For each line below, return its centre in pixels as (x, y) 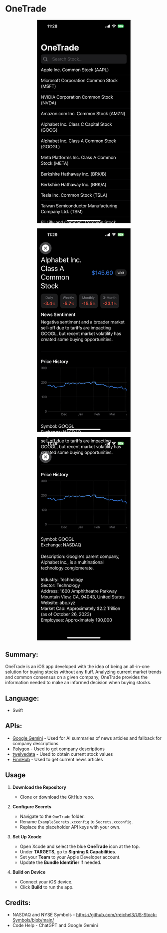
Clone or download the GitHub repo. (57, 797)
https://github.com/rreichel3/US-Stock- (117, 915)
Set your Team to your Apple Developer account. (70, 857)
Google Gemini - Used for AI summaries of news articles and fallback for (87, 738)
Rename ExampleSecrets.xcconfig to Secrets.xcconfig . (76, 821)
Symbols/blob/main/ (33, 920)
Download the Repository (39, 787)
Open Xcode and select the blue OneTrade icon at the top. (80, 846)
